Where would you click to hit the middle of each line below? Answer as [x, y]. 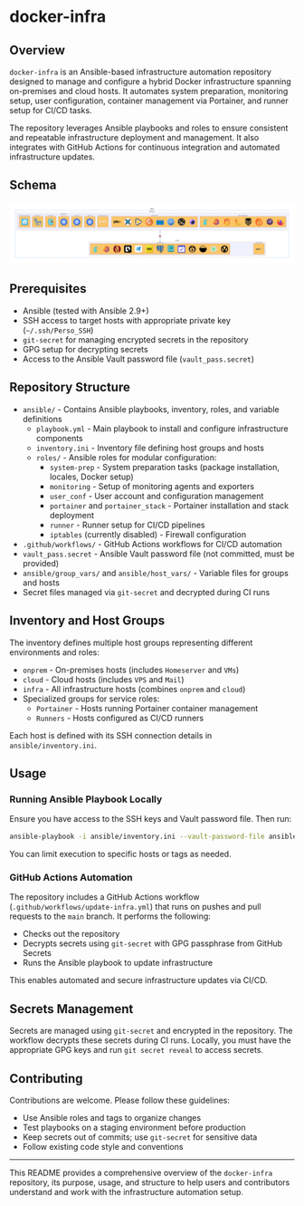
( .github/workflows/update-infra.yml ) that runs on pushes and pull [135, 907]
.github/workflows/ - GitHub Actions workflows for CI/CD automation [152, 544]
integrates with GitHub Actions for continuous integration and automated [145, 147]
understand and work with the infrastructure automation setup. [127, 1192]
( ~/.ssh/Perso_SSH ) [58, 330]
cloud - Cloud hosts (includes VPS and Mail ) [103, 679]
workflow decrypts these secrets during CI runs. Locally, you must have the [150, 1040]
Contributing [46, 1079]
